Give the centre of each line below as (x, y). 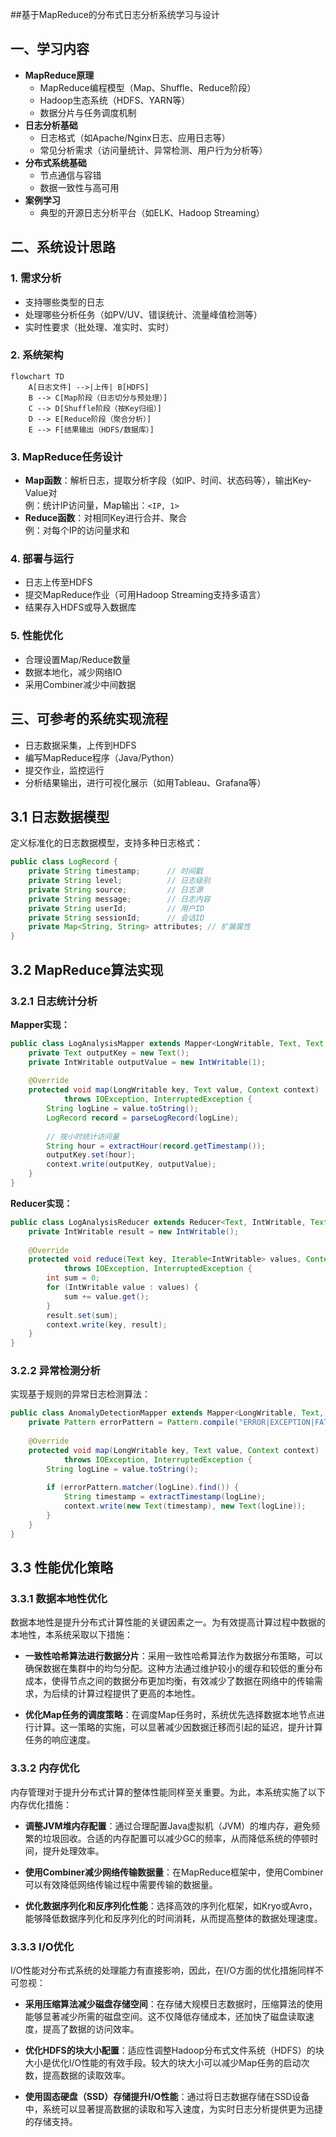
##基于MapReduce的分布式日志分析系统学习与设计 (115, 14)
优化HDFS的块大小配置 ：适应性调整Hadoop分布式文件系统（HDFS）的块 (174, 2050)
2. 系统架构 (37, 355)
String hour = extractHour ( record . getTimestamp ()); (156, 1146)
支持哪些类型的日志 (64, 302)
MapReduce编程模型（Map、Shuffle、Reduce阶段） (148, 87)
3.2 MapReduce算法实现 (87, 969)
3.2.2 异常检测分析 (55, 1371)
